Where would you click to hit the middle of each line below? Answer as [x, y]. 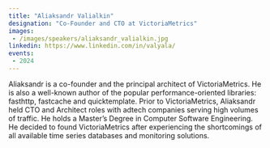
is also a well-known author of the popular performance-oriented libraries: [133, 92]
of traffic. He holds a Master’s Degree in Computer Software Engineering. [131, 118]
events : [21, 53]
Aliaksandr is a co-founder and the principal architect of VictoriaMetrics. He [135, 84]
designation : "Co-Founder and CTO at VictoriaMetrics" [103, 23]
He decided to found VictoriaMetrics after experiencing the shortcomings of [135, 127]
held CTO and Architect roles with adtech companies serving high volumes [133, 109]
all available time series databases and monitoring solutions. [109, 135]
